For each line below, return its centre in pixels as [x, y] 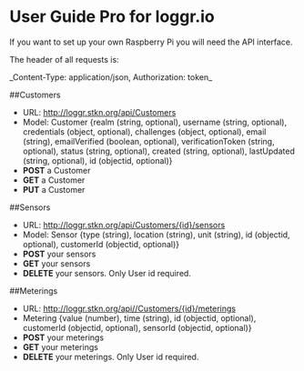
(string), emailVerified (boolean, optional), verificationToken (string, [148, 141]
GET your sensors [56, 263]
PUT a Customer [54, 189]
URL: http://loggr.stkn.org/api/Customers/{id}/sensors [124, 225]
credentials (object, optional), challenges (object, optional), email [144, 131]
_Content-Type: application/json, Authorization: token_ [111, 77]
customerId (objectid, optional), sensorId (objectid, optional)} [137, 327]
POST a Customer [56, 170]
